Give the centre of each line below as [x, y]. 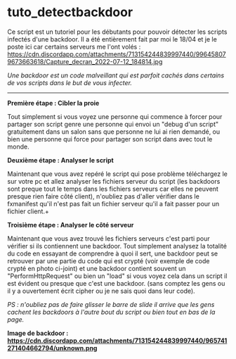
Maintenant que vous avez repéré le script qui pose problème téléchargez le [118, 174]
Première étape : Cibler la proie [53, 103]
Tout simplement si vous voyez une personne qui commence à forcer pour [115, 116]
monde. [18, 146]
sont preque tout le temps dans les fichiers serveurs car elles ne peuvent [113, 189]
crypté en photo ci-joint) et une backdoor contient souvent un [97, 268]
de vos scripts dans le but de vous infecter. [70, 82]
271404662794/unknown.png [52, 348]
